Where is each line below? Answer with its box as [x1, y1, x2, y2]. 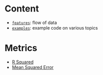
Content [4, 3, 39, 14]
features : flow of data [11, 19, 57, 25]
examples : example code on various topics [11, 24, 98, 30]
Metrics [4, 42, 38, 54]
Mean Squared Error [11, 64, 54, 70]
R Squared [11, 58, 34, 65]
